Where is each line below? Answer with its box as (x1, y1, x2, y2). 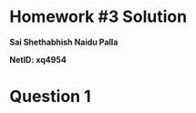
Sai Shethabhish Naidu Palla (9, 36, 119, 47)
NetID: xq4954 (9, 54, 67, 65)
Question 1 (9, 87, 91, 107)
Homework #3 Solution (9, 6, 188, 27)
